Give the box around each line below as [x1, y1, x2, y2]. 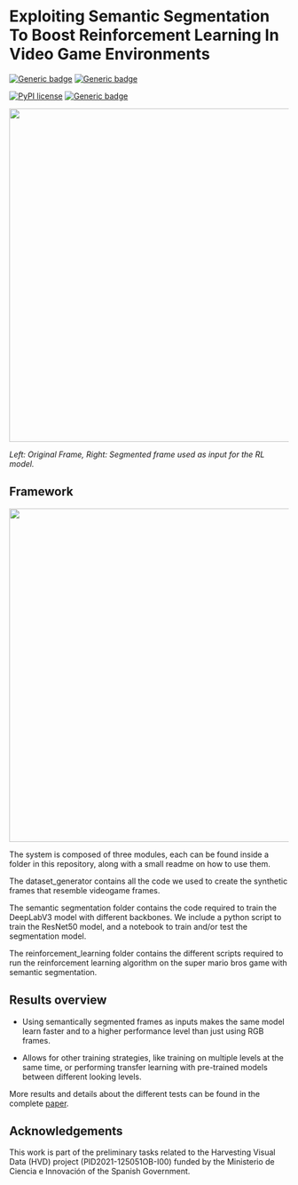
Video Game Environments [9, 44, 210, 64]
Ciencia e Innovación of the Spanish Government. [9, 1166, 191, 1177]
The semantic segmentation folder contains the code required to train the [9, 902, 278, 913]
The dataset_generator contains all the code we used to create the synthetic [9, 876, 288, 886]
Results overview [9, 993, 107, 1008]
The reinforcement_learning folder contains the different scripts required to [9, 948, 284, 958]
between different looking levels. [21, 1071, 142, 1082]
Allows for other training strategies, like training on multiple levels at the [21, 1052, 284, 1063]
